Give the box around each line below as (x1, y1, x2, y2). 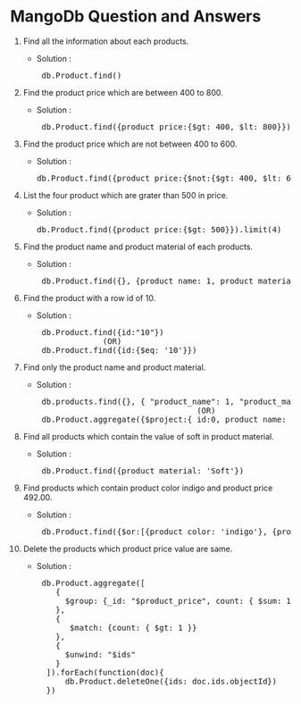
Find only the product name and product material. (22, 362, 206, 373)
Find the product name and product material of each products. (22, 241, 254, 252)
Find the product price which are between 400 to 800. (22, 87, 224, 97)
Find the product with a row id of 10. (22, 292, 156, 303)
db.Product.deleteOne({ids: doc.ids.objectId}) (64, 676, 278, 686)
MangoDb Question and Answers (10, 6, 262, 27)
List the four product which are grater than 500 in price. (22, 189, 229, 200)
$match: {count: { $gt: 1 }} (69, 623, 197, 633)
